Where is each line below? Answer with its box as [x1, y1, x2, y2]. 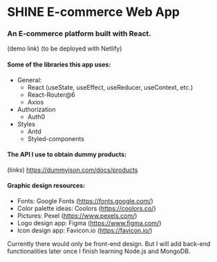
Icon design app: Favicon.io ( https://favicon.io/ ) [17, 226, 153, 235]
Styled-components [27, 134, 85, 142]
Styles [17, 120, 36, 128]
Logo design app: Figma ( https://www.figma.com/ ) [17, 219, 162, 227]
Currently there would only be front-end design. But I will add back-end [7, 240, 211, 248]
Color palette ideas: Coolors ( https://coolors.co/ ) [17, 205, 156, 213]
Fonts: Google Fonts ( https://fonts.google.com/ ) [17, 197, 153, 205]
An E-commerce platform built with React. [7, 29, 152, 39]
